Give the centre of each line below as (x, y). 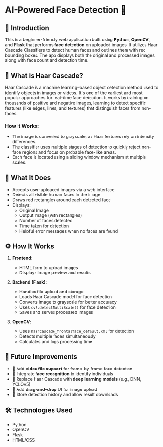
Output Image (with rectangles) (51, 215)
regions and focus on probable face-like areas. (69, 152)
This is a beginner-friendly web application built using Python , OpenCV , (78, 39)
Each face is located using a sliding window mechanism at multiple (79, 157)
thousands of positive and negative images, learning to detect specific (75, 103)
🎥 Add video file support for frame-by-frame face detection (72, 369)
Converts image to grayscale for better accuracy (68, 302)
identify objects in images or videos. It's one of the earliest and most (74, 93)
